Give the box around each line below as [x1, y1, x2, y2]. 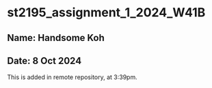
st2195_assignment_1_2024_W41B [7, 5, 206, 20]
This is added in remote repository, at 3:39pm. [7, 73, 138, 81]
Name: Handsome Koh [7, 32, 105, 44]
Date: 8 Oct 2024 [7, 55, 82, 66]
